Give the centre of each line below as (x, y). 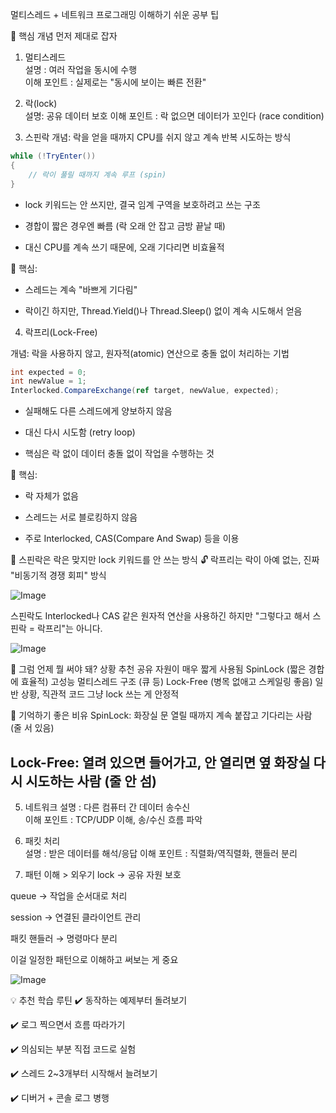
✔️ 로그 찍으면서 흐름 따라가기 (68, 1024)
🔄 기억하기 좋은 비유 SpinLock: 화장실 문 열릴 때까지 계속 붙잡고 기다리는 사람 (161, 715)
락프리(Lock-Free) (61, 332)
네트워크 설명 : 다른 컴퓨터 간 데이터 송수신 (107, 807)
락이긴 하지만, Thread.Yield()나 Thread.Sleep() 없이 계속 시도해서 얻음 (163, 310)
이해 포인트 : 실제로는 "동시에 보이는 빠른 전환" (115, 82)
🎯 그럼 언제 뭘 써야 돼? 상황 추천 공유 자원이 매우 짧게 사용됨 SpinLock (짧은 (158, 669)
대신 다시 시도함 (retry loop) (80, 432)
